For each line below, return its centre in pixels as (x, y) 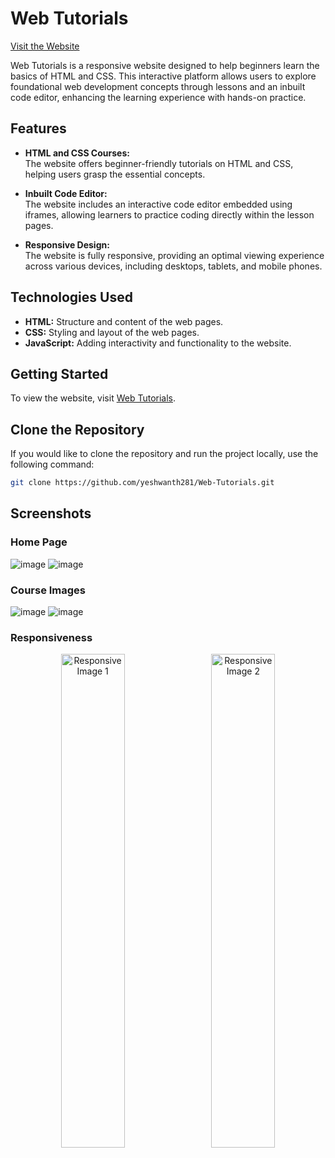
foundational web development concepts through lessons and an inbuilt (158, 86)
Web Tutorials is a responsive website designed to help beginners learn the (165, 65)
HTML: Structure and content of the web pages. (124, 321)
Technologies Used (71, 297)
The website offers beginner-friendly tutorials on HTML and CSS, (159, 163)
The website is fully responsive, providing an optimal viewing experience (174, 255)
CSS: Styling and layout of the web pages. (112, 332)
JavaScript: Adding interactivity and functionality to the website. (158, 343)
